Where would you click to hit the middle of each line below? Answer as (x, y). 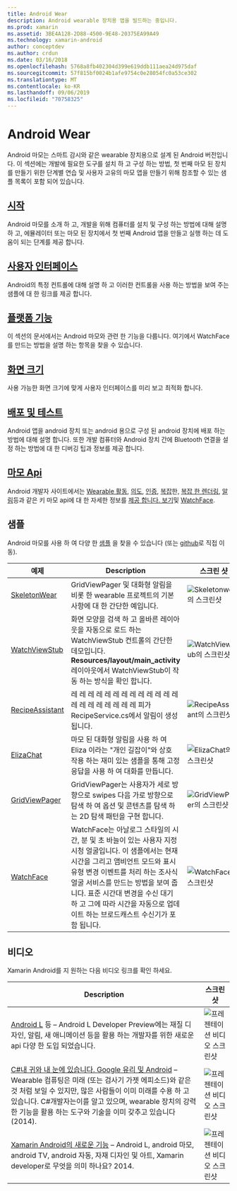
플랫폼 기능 (30, 318)
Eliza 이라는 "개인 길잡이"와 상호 (122, 750)
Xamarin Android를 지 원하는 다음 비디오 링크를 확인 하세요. (90, 970)
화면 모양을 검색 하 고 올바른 (115, 619)
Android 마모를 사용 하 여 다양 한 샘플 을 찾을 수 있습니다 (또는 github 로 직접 (112, 542)
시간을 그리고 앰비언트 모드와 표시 (123, 861)
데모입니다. (88, 651)
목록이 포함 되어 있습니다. (49, 181)
